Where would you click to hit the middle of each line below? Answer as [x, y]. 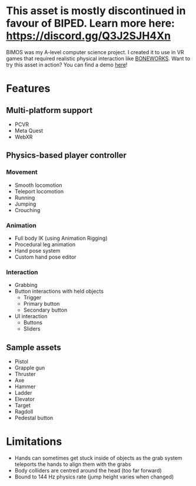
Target [23, 405]
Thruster [25, 374]
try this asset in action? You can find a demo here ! [67, 65]
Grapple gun [30, 368]
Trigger [32, 297]
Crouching [27, 210]
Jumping [25, 204]
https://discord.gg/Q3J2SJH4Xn [89, 36]
